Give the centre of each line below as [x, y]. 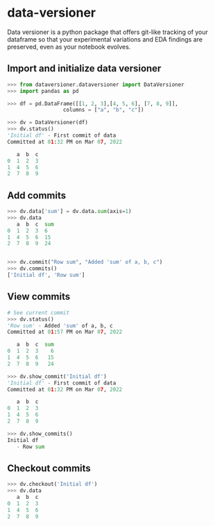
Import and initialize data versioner [84, 68]
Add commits [37, 195]
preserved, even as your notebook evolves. [69, 46]
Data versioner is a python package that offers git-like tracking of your [108, 32]
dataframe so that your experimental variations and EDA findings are [105, 39]
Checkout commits [49, 468]
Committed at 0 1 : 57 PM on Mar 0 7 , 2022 [65, 332]
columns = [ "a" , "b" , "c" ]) [103, 110]
